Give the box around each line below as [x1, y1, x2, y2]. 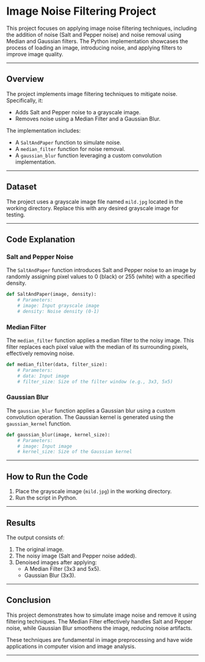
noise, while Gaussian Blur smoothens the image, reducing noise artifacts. [6, 624, 193, 631]
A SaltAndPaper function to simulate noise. [15, 139, 122, 146]
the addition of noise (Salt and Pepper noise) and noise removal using [6, 31, 182, 38]
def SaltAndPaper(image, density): [6, 292, 97, 298]
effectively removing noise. [6, 350, 75, 357]
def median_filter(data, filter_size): [6, 362, 108, 368]
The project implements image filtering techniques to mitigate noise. [6, 90, 178, 97]
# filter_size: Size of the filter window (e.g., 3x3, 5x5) [17, 378, 173, 384]
